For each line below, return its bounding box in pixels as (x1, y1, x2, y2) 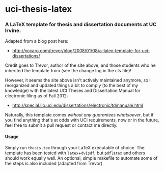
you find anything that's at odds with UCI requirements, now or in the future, (5, 117, 160, 123)
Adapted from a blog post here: (5, 38, 69, 44)
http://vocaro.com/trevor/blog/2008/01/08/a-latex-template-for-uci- (12, 48, 151, 54)
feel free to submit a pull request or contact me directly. (5, 122, 118, 128)
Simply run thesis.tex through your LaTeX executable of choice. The (5, 144, 145, 150)
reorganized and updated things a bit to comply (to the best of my (5, 83, 138, 88)
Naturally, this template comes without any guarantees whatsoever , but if (5, 112, 154, 118)
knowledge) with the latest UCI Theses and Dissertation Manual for (5, 87, 141, 94)
